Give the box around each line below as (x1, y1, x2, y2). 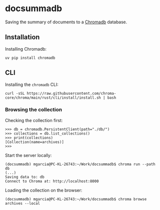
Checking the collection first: (5, 117, 63, 123)
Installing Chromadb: (5, 46, 47, 52)
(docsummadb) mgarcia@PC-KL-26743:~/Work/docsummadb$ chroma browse (5, 196, 147, 202)
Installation (5, 33, 40, 41)
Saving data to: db (5, 175, 45, 179)
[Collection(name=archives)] (5, 140, 64, 144)
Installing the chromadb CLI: (5, 81, 59, 87)
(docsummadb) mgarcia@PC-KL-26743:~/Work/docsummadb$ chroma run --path (5, 161, 156, 167)
